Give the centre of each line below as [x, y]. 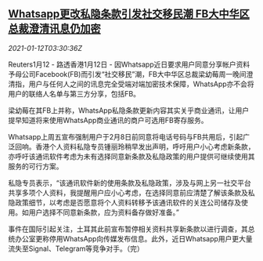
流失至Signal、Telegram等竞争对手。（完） [76, 248]
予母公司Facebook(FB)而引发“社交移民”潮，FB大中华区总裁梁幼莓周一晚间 [127, 74]
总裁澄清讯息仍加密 [54, 29]
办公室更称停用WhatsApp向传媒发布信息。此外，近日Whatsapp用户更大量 [133, 238]
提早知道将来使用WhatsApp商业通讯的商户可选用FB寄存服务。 [108, 120]
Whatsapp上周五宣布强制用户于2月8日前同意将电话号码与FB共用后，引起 [126, 136]
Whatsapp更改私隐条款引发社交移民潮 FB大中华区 [129, 14]
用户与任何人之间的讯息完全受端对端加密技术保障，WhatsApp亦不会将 [141, 84]
